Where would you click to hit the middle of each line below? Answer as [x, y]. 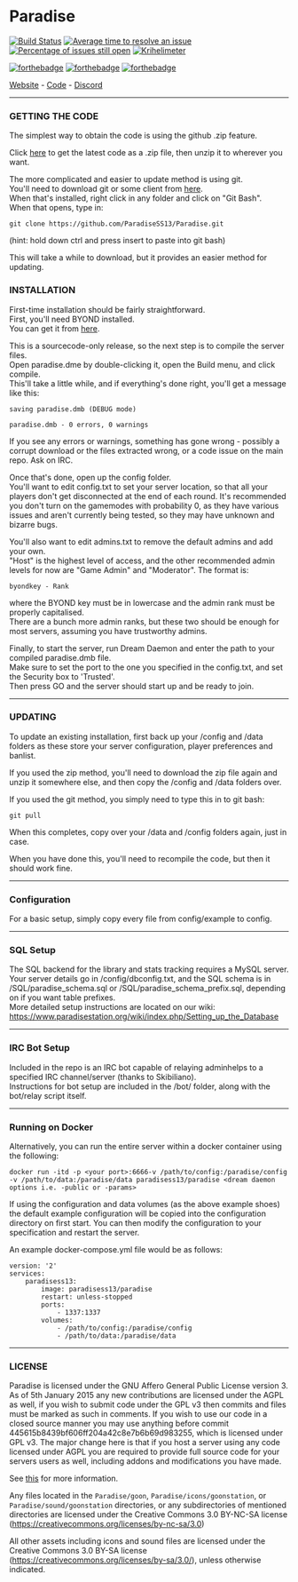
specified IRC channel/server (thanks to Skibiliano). [103, 1077]
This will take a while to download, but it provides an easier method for [138, 258]
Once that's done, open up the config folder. [90, 477]
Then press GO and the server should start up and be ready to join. [132, 686]
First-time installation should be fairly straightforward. [107, 309]
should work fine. [41, 868]
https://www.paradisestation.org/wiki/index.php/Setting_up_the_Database [144, 1017]
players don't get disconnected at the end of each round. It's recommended [148, 496]
